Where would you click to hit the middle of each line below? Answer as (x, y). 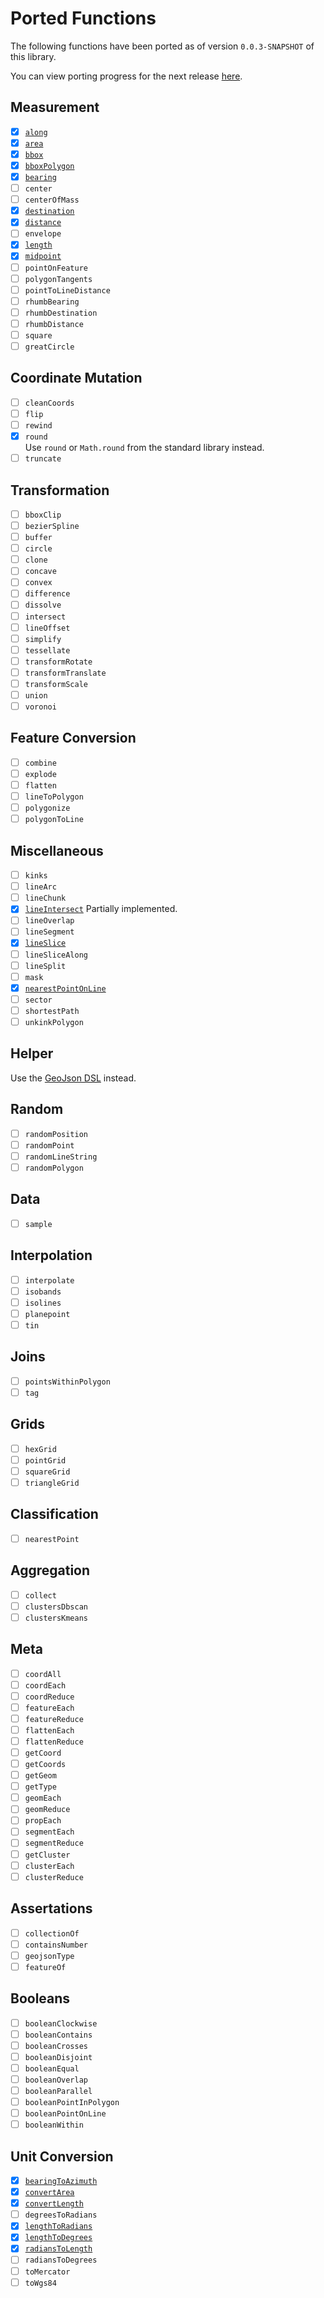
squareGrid (47, 1472)
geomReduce (47, 1810)
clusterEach (49, 1866)
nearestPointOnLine (65, 988)
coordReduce (49, 1697)
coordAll (43, 1674)
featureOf (45, 1967)
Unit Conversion (62, 2156)
